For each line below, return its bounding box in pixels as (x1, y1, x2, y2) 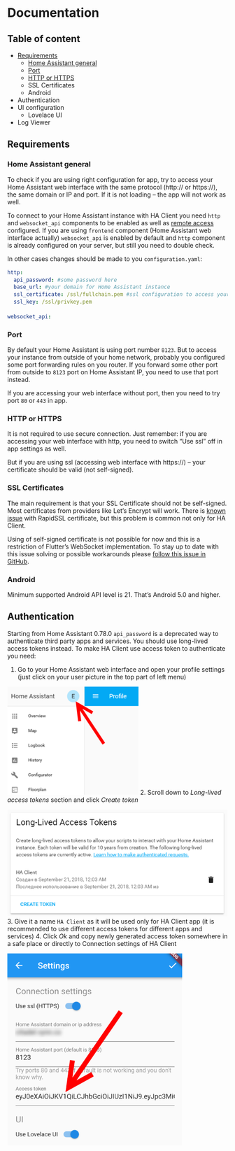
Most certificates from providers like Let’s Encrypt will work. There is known (7, 506, 226, 515)
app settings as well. (7, 444, 66, 453)
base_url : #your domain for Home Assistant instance (13, 283, 171, 291)
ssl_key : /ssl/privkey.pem (13, 299, 92, 306)
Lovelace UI (27, 111, 62, 119)
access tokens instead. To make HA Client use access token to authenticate (7, 644, 226, 652)
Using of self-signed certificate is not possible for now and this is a (7, 535, 201, 543)
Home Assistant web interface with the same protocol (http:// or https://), (7, 183, 218, 191)
